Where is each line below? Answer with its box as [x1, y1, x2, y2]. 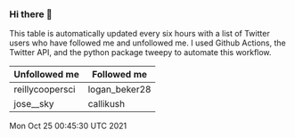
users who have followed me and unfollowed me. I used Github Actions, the [9, 37, 287, 48]
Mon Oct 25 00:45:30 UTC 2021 [9, 120, 127, 132]
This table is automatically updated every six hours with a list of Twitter [9, 28, 270, 39]
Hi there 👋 [9, 8, 53, 20]
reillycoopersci [13, 84, 76, 96]
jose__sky [13, 98, 55, 110]
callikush [87, 98, 126, 110]
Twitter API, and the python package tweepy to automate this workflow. [9, 47, 272, 58]
